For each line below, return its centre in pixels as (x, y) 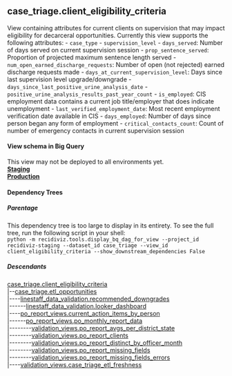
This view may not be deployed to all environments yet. (86, 162)
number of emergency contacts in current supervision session (96, 130)
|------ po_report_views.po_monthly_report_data (75, 321)
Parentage (23, 208)
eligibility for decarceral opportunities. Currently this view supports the (108, 35)
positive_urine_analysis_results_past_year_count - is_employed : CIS (107, 94)
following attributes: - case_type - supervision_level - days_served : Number (115, 42)
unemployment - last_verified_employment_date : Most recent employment (114, 108)
